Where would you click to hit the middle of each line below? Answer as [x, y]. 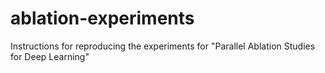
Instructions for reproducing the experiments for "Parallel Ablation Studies [163, 46]
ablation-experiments [102, 18]
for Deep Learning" [50, 56]
